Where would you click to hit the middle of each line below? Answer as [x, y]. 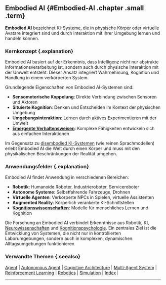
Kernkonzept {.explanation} [39, 51]
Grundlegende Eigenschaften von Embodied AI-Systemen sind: [69, 87]
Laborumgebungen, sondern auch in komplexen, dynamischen [69, 238]
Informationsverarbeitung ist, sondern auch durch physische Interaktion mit [82, 67]
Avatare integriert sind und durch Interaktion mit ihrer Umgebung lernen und [83, 33]
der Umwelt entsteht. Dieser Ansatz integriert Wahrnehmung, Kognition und [82, 72]
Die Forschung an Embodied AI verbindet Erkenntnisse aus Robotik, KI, [77, 223]
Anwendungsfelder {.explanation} [47, 167]
